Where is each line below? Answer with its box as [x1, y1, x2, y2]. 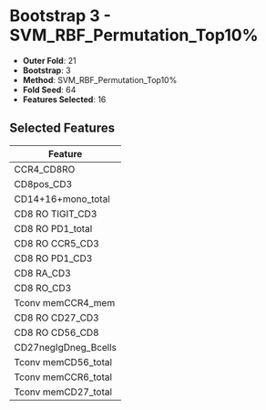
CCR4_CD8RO [14, 163, 76, 175]
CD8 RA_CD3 [14, 267, 71, 279]
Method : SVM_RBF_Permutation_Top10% [22, 74, 178, 85]
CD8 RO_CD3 [14, 281, 72, 294]
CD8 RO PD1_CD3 [14, 252, 93, 265]
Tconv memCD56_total [14, 355, 112, 368]
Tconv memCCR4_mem [14, 296, 116, 309]
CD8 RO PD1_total [14, 222, 93, 235]
